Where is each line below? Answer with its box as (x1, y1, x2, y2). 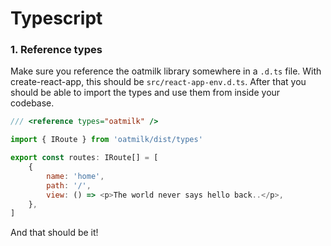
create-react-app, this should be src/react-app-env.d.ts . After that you (10, 76, 307, 88)
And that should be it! (10, 227, 99, 239)
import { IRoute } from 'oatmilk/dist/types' (10, 135, 203, 145)
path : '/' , (46, 180, 92, 191)
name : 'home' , (46, 171, 105, 181)
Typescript (10, 7, 103, 30)
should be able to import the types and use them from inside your (10, 87, 281, 99)
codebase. (10, 97, 55, 109)
